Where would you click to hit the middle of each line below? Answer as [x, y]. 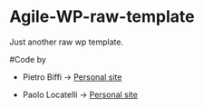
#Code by [28, 59]
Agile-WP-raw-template [102, 17]
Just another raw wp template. [67, 42]
